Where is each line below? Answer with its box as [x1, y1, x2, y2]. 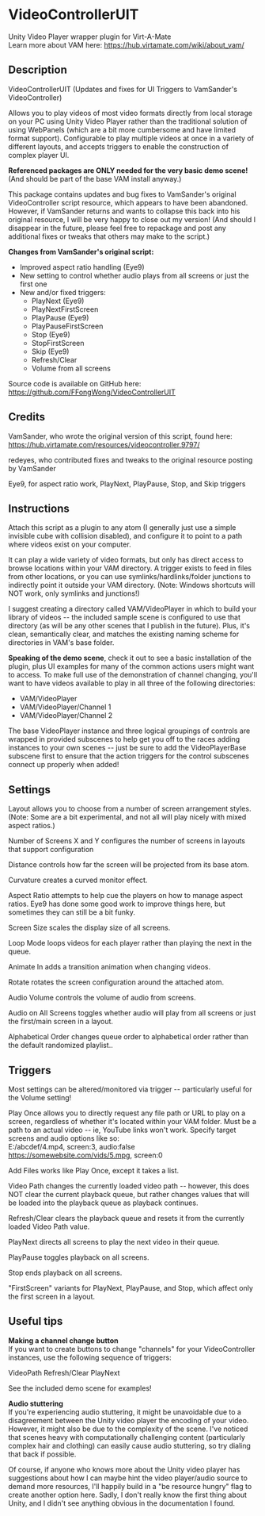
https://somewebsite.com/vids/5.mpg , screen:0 [8, 1150, 164, 1160]
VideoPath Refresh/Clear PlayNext [8, 1368, 120, 1377]
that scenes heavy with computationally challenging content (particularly [8, 1432, 245, 1441]
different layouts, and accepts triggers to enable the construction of [8, 141, 229, 152]
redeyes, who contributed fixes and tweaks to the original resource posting [8, 455, 253, 465]
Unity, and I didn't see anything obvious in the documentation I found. [8, 1498, 236, 1508]
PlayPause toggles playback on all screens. [8, 1253, 150, 1262]
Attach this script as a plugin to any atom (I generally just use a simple [8, 523, 237, 532]
